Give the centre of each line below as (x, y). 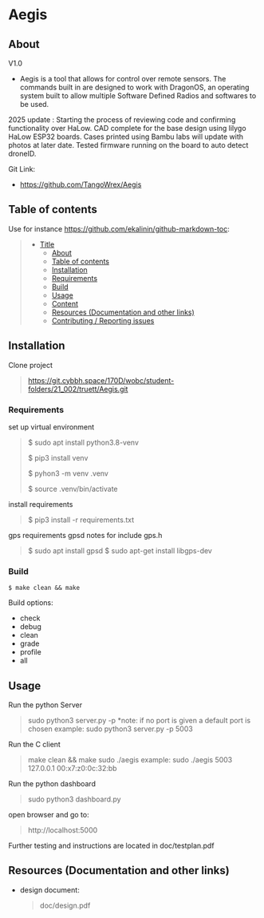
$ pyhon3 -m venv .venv (68, 473)
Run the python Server (45, 705)
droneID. (22, 154)
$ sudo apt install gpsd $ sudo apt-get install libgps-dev (120, 550)
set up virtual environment (51, 427)
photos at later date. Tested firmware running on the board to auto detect (128, 145)
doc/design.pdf (65, 905)
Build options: (31, 603)
